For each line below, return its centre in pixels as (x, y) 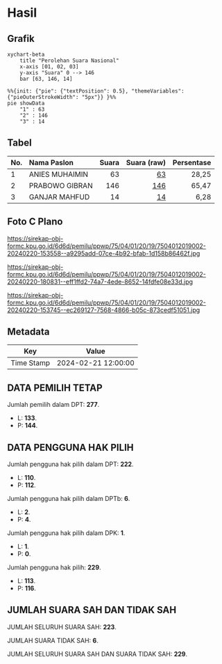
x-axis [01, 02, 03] (49, 67)
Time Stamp (31, 363)
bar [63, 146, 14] (46, 79)
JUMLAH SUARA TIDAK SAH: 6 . (53, 640)
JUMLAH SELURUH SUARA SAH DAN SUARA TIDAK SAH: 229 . (97, 654)
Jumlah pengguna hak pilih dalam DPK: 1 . (66, 533)
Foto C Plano (35, 222)
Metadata (28, 332)
